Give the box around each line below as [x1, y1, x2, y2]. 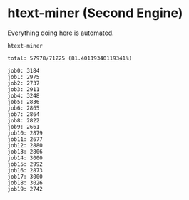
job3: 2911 [7, 85, 40, 93]
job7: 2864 [7, 110, 40, 118]
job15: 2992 [7, 160, 43, 168]
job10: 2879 [7, 130, 43, 137]
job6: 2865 [7, 105, 40, 112]
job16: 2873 [7, 167, 43, 174]
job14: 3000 [7, 154, 43, 162]
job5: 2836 [7, 98, 40, 105]
